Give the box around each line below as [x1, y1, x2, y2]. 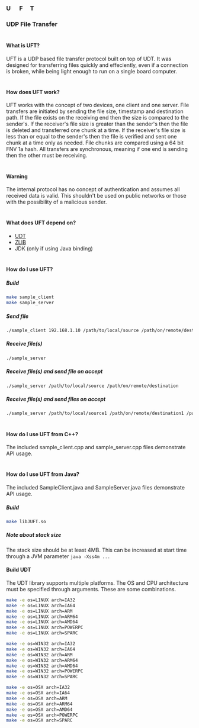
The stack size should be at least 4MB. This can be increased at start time [6, 546, 187, 553]
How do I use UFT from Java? [6, 471, 80, 478]
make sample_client [6, 294, 54, 300]
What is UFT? [6, 42, 40, 49]
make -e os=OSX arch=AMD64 [6, 706, 73, 713]
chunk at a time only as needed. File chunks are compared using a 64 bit [6, 139, 184, 146]
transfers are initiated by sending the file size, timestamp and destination [6, 108, 184, 115]
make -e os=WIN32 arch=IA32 [6, 641, 76, 647]
